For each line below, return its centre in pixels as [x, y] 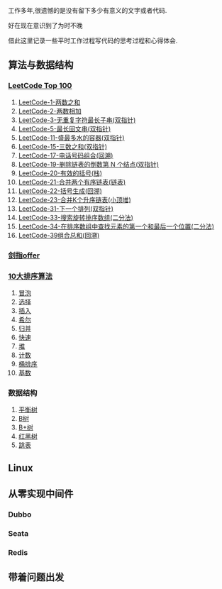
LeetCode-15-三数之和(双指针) [63, 146]
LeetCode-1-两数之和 [49, 102]
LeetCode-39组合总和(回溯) [59, 235]
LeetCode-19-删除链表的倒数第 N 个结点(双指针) [88, 164]
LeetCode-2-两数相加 [50, 111]
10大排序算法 [30, 276]
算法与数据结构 [41, 65]
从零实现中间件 [41, 494]
